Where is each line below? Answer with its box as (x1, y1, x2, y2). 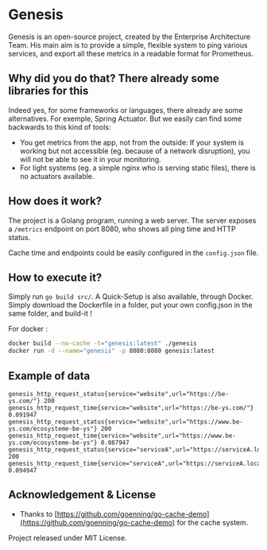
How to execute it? (8, 270, 103, 284)
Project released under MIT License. (8, 533, 127, 542)
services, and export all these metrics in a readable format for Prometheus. (8, 48, 254, 58)
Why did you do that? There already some (8, 72, 220, 85)
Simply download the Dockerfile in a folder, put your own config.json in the (8, 300, 253, 310)
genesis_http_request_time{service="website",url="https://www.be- (8, 432, 237, 440)
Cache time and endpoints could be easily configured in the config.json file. (8, 248, 259, 258)
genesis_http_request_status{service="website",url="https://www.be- (8, 417, 244, 426)
